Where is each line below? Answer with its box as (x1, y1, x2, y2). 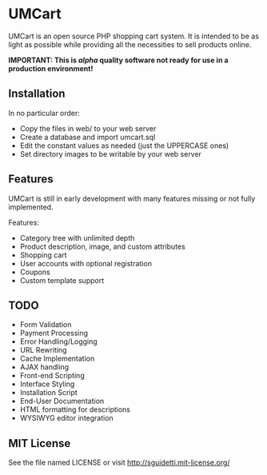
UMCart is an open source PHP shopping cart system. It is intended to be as (8, 31, 260, 41)
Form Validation (19, 320, 72, 329)
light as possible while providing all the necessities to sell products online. (8, 39, 252, 49)
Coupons (19, 267, 50, 277)
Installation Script (19, 388, 78, 397)
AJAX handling (19, 362, 70, 372)
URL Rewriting (19, 345, 67, 355)
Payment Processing (19, 329, 89, 338)
